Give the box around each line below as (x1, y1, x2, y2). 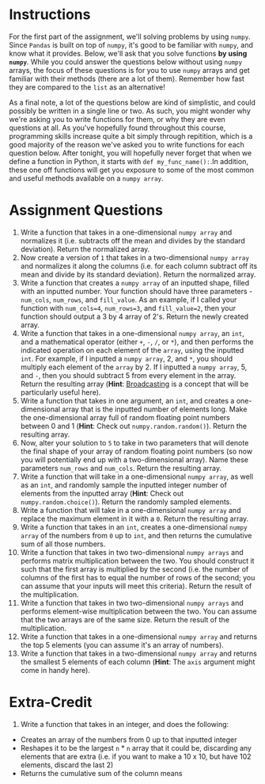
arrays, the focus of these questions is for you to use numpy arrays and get (9, 65, 250, 75)
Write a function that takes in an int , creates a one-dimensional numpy (20, 522, 248, 532)
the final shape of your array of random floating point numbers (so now (20, 446, 252, 456)
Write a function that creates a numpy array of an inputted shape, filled (20, 277, 250, 287)
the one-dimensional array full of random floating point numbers (20, 412, 230, 422)
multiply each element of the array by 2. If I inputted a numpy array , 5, (20, 362, 248, 372)
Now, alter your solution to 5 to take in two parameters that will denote (20, 438, 249, 447)
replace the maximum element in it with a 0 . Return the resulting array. (20, 514, 249, 523)
